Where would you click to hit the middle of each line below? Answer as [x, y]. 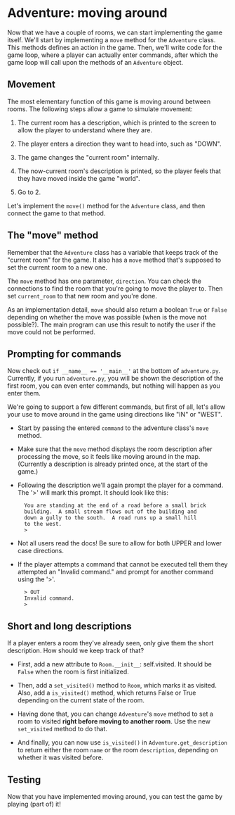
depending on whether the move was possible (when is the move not [107, 317]
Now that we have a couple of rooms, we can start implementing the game [115, 32]
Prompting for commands [64, 354]
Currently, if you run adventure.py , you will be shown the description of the [115, 379]
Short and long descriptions [69, 626]
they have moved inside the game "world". [79, 178]
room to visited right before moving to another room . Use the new [114, 721]
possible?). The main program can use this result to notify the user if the [112, 324]
